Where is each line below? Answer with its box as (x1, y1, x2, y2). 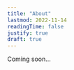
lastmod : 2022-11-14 (7, 17, 68, 24)
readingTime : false (7, 23, 64, 30)
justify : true (7, 29, 49, 37)
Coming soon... (7, 55, 51, 63)
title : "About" (7, 10, 52, 17)
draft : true (7, 36, 42, 43)
